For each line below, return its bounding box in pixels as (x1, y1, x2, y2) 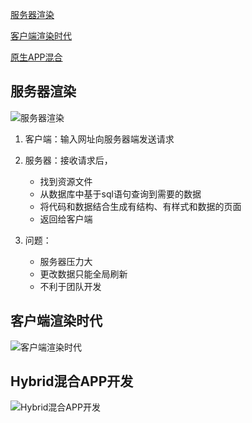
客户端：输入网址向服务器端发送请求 (24, 133, 175, 145)
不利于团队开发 (39, 280, 102, 292)
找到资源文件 (39, 175, 93, 187)
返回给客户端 (39, 213, 93, 225)
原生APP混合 (10, 51, 63, 63)
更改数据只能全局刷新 (39, 268, 128, 280)
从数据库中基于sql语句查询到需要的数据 (39, 188, 202, 200)
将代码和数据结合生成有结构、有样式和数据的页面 (39, 200, 242, 212)
